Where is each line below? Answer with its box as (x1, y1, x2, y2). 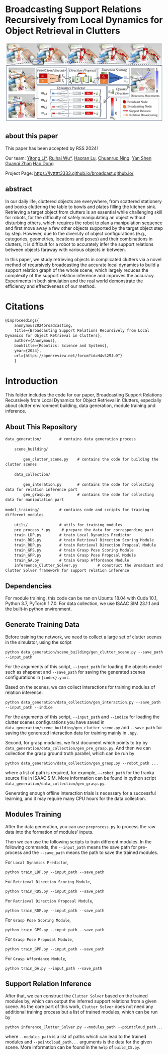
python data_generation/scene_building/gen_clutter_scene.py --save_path (5, 649, 163, 655)
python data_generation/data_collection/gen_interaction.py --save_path (5, 699, 161, 705)
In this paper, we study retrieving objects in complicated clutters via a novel (5, 256, 162, 262)
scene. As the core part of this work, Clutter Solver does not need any (5, 1003, 153, 1010)
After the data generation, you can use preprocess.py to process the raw (5, 823, 156, 829)
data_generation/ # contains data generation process (5, 437, 136, 442)
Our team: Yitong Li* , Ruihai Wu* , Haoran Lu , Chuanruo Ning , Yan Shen (5, 155, 152, 161)
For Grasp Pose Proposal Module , (5, 936, 73, 942)
